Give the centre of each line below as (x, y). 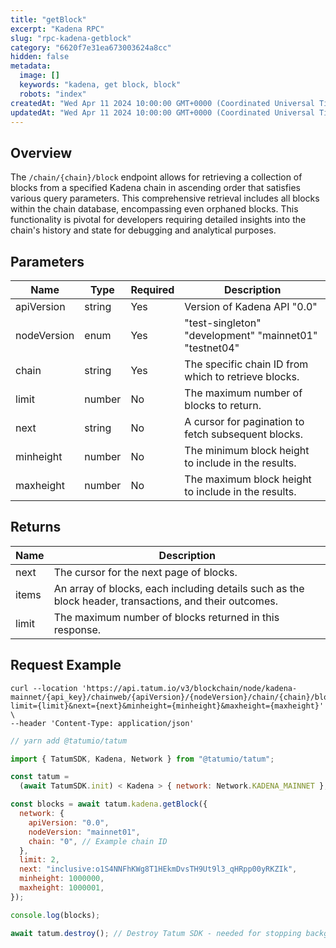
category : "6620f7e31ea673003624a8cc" (91, 47)
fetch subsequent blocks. (244, 434)
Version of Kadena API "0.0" (251, 306)
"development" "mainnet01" (251, 335)
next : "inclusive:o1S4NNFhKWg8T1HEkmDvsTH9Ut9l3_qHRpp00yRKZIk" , (158, 869)
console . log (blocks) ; (55, 915)
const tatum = (40, 777)
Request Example (66, 665)
